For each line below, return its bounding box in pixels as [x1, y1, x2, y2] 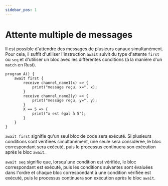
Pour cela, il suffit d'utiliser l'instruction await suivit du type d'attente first [5, 51, 159, 57]
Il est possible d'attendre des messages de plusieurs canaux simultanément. [5, 46, 163, 52]
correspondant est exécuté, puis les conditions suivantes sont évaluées [5, 164, 153, 170]
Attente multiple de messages [5, 29, 133, 40]
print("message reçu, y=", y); [32, 98, 98, 103]
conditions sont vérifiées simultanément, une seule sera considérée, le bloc [5, 138, 161, 144]
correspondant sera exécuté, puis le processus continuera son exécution [5, 144, 156, 150]
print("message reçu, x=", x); [32, 84, 98, 89]
